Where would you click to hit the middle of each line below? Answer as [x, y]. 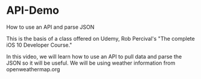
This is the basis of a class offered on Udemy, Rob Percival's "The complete [101, 38]
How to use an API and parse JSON [50, 27]
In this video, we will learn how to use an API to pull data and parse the [94, 56]
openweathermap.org [33, 69]
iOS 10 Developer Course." [39, 45]
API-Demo [33, 10]
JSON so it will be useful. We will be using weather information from [91, 63]
